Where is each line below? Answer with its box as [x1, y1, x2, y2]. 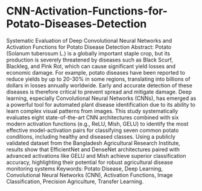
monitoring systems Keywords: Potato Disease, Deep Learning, [6, 164, 163, 172]
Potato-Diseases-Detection [6, 17, 147, 31]
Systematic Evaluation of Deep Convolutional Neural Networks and [6, 37, 172, 44]
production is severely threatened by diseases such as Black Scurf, [6, 56, 174, 63]
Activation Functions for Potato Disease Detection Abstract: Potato [6, 43, 172, 51]
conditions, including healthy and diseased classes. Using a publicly [6, 133, 176, 140]
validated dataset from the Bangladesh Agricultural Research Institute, [6, 139, 181, 146]
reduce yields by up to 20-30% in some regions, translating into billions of [6, 75, 191, 83]
